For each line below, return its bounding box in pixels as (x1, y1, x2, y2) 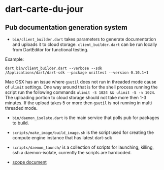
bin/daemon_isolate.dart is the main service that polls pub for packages (12, 115, 160, 121)
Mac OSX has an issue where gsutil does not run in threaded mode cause (5, 79, 157, 85)
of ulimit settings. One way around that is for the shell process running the (5, 84, 158, 90)
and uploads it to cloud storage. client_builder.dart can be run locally (12, 42, 158, 47)
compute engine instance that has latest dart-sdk (12, 135, 112, 140)
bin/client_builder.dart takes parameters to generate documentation (12, 36, 156, 42)
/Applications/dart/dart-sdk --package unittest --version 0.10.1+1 (5, 70, 149, 75)
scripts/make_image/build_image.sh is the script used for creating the (12, 129, 154, 135)
